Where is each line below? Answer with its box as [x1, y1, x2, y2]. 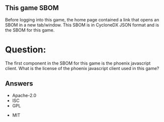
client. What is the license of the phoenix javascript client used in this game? [5, 65, 159, 71]
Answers [5, 80, 33, 88]
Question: [5, 44, 47, 55]
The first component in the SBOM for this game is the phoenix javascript [5, 60, 151, 66]
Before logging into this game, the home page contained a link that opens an [5, 17, 159, 22]
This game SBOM [5, 4, 59, 12]
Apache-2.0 [12, 92, 37, 98]
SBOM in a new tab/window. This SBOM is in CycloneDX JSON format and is [5, 22, 159, 28]
